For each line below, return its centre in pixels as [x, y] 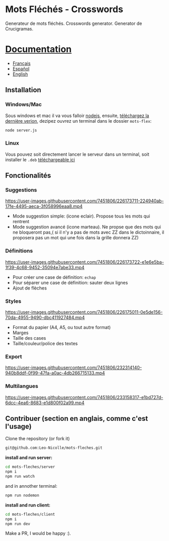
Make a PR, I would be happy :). [38, 533]
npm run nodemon [22, 495]
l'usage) [18, 426]
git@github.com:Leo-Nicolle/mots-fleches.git [54, 448]
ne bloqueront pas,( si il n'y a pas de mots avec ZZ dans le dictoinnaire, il [88, 232]
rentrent [21, 222]
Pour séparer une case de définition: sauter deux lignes [70, 282]
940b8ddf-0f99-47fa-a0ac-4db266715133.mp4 [55, 373]
